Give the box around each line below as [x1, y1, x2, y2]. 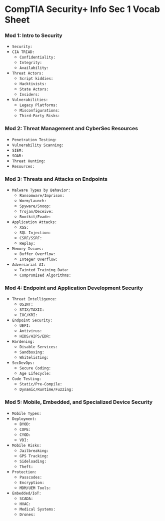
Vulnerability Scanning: [11, 143, 64, 148]
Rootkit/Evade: [19, 214, 51, 220]
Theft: [19, 464, 33, 469]
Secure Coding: [19, 366, 51, 371]
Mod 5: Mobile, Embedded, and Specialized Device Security [4, 399, 153, 406]
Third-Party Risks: [19, 114, 60, 119]
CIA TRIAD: [11, 50, 35, 55]
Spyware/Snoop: [19, 204, 51, 209]
